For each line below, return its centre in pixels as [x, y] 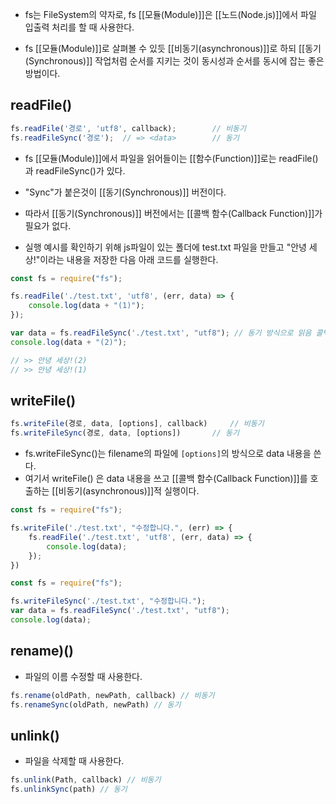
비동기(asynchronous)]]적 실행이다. [129, 491]
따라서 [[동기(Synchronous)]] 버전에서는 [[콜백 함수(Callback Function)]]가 [173, 213]
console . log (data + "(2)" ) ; [69, 342]
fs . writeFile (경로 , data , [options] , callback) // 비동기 [137, 424]
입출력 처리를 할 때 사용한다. [79, 27]
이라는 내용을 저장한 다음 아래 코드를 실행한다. [129, 259]
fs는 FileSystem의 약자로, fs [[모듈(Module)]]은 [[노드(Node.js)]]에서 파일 [170, 14]
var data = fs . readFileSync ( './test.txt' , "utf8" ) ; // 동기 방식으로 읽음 [161, 333]
